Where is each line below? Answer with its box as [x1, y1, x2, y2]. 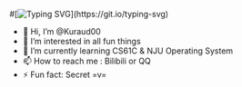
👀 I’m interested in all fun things [22, 36, 141, 46]
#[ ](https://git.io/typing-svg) [9, 9, 169, 19]
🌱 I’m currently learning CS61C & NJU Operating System [22, 45, 234, 56]
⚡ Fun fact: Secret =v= [22, 69, 107, 80]
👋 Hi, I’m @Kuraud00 [22, 26, 102, 36]
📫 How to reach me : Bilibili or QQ [22, 55, 152, 66]
